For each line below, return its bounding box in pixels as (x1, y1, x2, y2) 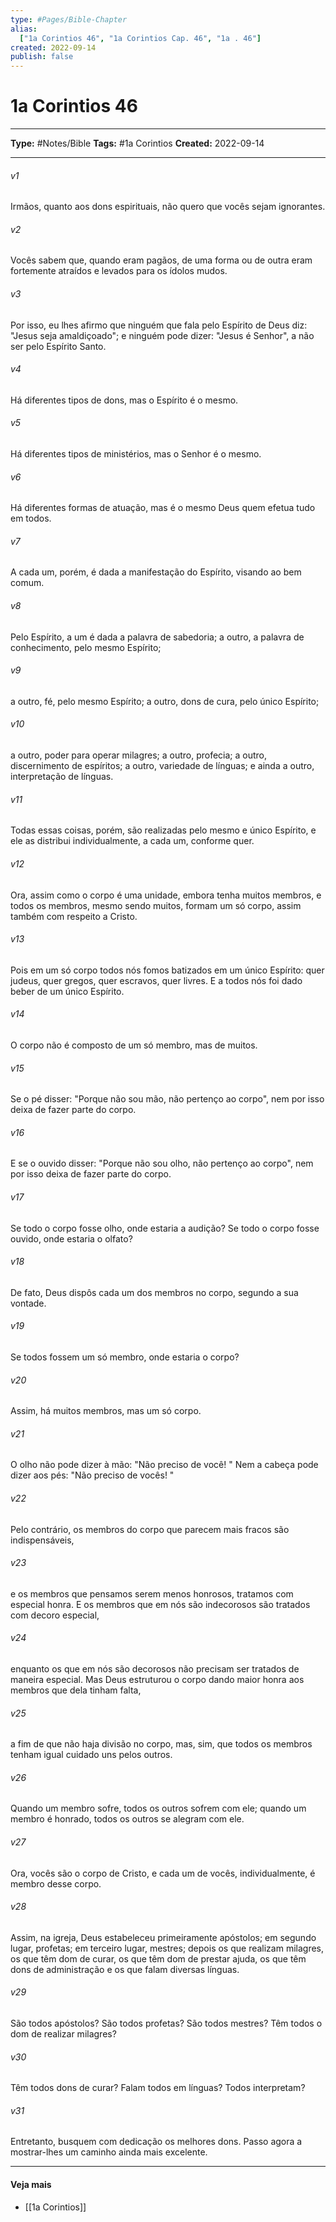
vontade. (10, 1297, 47, 1309)
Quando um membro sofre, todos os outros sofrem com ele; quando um (10, 1802, 307, 1815)
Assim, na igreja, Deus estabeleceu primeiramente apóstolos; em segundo (10, 1931, 317, 1943)
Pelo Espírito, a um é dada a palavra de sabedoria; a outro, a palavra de (10, 631, 305, 643)
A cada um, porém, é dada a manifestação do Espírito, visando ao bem (10, 566, 302, 578)
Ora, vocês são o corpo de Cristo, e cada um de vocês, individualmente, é (10, 1867, 316, 1879)
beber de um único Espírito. (10, 985, 125, 997)
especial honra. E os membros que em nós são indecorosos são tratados (10, 1598, 311, 1610)
